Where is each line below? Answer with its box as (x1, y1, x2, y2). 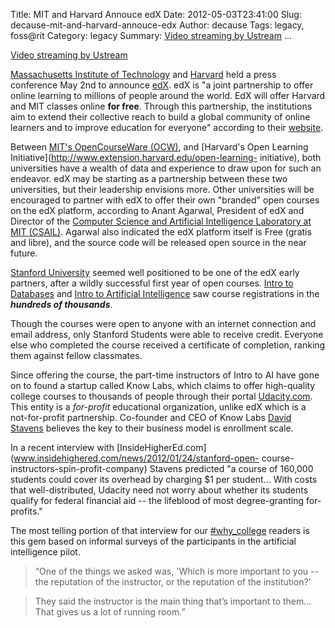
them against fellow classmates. (10, 350, 143, 361)
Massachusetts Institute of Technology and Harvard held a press (10, 69, 277, 80)
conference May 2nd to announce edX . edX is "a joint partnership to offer (10, 79, 314, 91)
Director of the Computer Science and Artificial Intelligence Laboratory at (10, 215, 312, 227)
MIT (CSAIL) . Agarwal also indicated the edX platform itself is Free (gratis (10, 226, 312, 238)
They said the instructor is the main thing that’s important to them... (34, 595, 312, 607)
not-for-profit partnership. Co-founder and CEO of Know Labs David (10, 412, 292, 423)
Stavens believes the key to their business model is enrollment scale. (10, 422, 294, 434)
